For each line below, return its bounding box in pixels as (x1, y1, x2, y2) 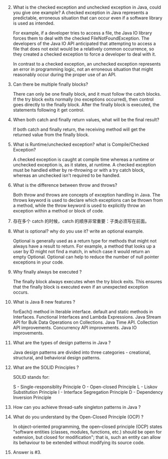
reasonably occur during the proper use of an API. (12, 72, 116, 77)
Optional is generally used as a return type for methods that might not (12, 238, 157, 244)
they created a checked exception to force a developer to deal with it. (12, 51, 156, 57)
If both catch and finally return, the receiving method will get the (12, 126, 145, 132)
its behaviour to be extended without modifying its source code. (12, 439, 145, 445)
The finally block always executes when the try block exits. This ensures (12, 279, 162, 285)
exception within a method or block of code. (12, 208, 104, 213)
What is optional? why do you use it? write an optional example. (12, 228, 144, 234)
